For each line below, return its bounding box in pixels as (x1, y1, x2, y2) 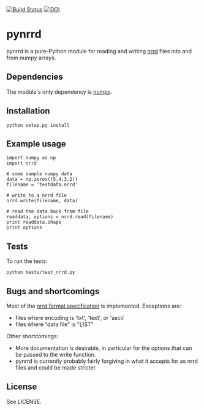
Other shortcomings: (6, 333, 59, 340)
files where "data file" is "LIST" (15, 321, 94, 328)
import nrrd (6, 160, 37, 167)
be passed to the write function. (15, 351, 96, 358)
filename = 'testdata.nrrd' (6, 181, 78, 188)
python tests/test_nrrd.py (6, 270, 75, 276)
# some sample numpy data (6, 171, 72, 177)
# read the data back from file (6, 208, 89, 214)
